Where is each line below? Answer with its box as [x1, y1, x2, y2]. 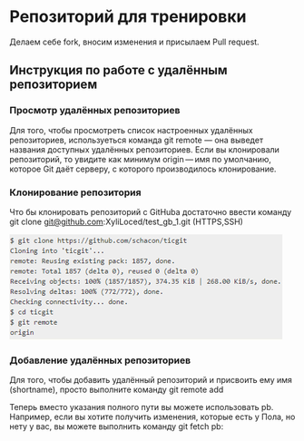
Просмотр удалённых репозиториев [9, 104, 181, 117]
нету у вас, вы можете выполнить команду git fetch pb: [9, 421, 224, 432]
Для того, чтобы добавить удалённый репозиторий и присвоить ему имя [9, 375, 293, 386]
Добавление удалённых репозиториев [9, 354, 191, 367]
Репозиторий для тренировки [9, 6, 247, 27]
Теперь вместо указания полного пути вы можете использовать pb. [9, 402, 274, 413]
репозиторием [9, 77, 98, 93]
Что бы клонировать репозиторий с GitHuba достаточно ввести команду [9, 206, 292, 217]
